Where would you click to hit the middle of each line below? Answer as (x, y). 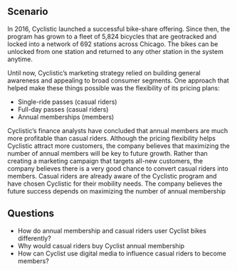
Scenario (28, 12)
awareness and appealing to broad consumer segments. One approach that (118, 80)
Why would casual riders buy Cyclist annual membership (101, 245)
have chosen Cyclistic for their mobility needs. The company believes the (115, 184)
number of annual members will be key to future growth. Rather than (107, 153)
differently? (34, 238)
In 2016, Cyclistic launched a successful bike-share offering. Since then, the (119, 28)
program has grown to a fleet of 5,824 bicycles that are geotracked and (112, 36)
